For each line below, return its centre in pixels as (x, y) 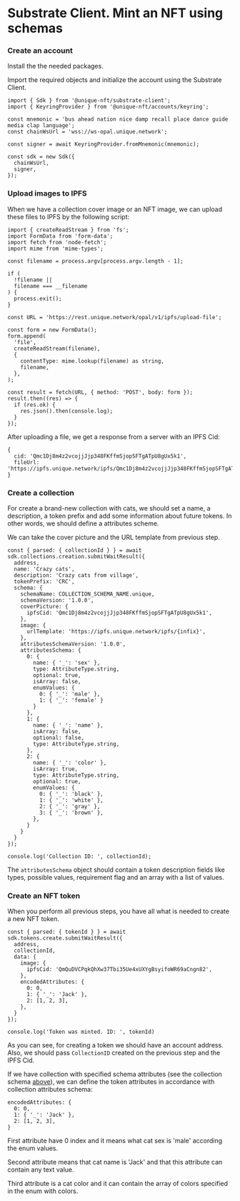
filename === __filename (51, 286)
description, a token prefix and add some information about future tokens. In (120, 516)
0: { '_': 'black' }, (71, 794)
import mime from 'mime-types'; (55, 248)
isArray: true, (56, 769)
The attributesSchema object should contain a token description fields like (116, 870)
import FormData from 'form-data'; (60, 236)
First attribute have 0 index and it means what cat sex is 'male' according (115, 1141)
